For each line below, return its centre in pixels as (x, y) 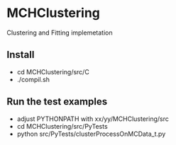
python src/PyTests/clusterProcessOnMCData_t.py (91, 134)
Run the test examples (57, 101)
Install (21, 55)
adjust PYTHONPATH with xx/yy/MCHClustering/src (93, 119)
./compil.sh (33, 79)
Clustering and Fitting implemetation (60, 33)
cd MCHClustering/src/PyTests (62, 126)
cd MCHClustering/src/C (53, 71)
